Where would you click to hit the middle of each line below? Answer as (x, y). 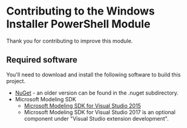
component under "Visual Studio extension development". (96, 118)
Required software (42, 60)
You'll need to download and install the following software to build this (93, 75)
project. (16, 81)
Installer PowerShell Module (78, 24)
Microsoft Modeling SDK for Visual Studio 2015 (82, 106)
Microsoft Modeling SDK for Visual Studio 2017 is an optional (100, 112)
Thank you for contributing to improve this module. (70, 41)
